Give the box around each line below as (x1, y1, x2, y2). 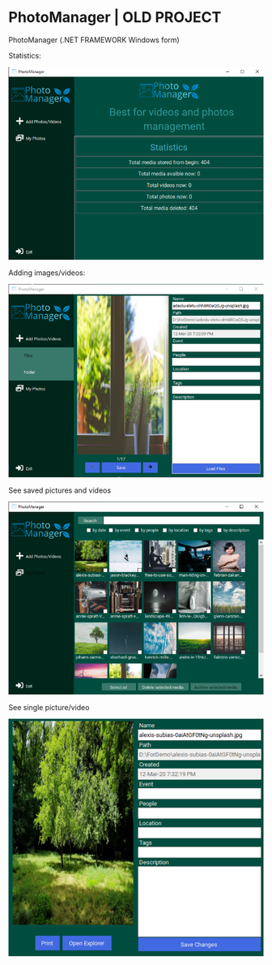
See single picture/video (8, 703, 90, 713)
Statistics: (8, 50, 42, 60)
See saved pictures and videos (8, 485, 112, 495)
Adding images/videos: (8, 268, 86, 278)
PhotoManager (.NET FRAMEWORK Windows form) (8, 35, 180, 45)
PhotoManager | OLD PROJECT (8, 8, 222, 27)
